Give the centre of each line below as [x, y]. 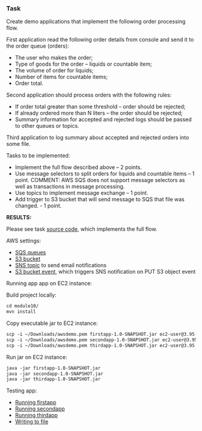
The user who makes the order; [54, 58]
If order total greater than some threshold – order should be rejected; [100, 107]
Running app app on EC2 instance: [49, 283]
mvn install [21, 312]
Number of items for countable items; [61, 77]
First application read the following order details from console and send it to [100, 40]
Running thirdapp [36, 415]
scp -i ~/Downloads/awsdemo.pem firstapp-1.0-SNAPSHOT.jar [82, 335]
